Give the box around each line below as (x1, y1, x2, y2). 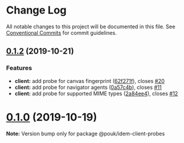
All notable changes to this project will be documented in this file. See (6, 23, 176, 30)
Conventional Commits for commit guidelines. (6, 29, 117, 36)
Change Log (6, 4, 67, 17)
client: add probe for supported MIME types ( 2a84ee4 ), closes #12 (14, 89, 178, 97)
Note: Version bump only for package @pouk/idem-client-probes (6, 130, 165, 137)
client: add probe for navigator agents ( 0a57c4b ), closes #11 (14, 84, 162, 91)
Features (6, 64, 32, 72)
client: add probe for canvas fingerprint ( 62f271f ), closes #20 (14, 77, 165, 84)
